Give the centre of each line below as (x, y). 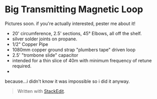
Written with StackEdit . (41, 91)
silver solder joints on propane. (45, 39)
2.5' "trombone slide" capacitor (45, 55)
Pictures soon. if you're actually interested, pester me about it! (70, 23)
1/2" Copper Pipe (30, 44)
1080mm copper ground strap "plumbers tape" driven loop (74, 49)
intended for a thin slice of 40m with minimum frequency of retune (82, 60)
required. (22, 66)
